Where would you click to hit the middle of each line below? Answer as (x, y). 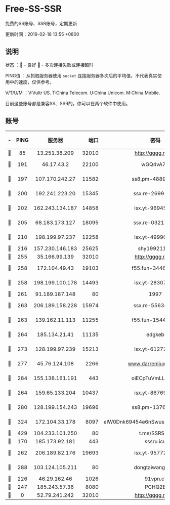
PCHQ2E (155, 487)
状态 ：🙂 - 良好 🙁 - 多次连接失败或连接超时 (49, 65)
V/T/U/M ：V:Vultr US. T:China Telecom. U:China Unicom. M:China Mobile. (83, 93)
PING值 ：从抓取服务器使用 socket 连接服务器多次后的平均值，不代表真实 (81, 75)
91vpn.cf (155, 479)
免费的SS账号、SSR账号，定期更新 (41, 23)
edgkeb (155, 334)
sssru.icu (155, 441)
